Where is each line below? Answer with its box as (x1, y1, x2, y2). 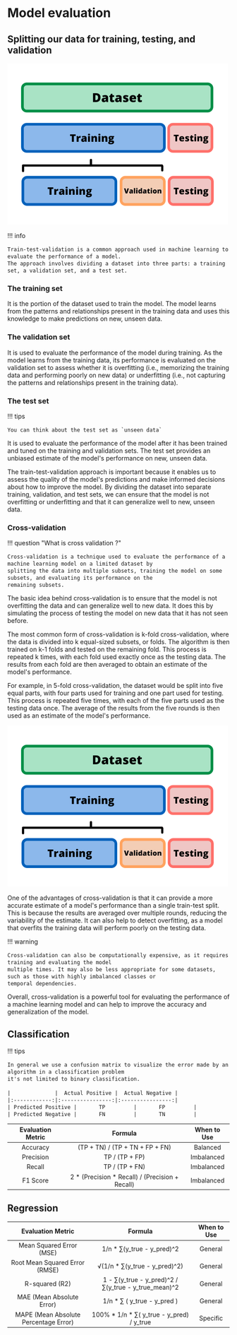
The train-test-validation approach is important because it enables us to (7, 468, 217, 476)
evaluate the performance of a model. (7, 253, 121, 260)
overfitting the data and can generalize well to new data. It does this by (7, 602, 214, 610)
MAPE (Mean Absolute (15, 1310, 81, 1319)
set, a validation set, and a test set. (7, 267, 128, 274)
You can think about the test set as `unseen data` (7, 426, 162, 434)
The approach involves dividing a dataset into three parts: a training (7, 260, 226, 267)
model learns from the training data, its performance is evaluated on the (7, 355, 217, 364)
